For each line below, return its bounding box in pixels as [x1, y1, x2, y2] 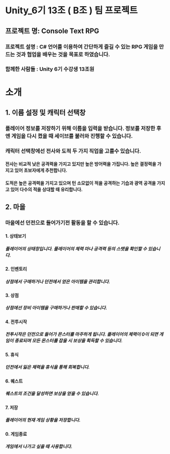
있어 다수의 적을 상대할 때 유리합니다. [10, 187, 83, 193]
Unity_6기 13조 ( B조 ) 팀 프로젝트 [5, 5, 138, 16]
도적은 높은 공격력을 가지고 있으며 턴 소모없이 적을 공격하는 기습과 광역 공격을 [5, 180, 156, 186]
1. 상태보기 [5, 233, 26, 239]
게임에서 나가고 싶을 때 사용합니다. [5, 443, 73, 449]
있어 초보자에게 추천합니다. [14, 167, 67, 173]
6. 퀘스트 [5, 378, 23, 384]
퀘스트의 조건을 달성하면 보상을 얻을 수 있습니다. [5, 391, 99, 397]
